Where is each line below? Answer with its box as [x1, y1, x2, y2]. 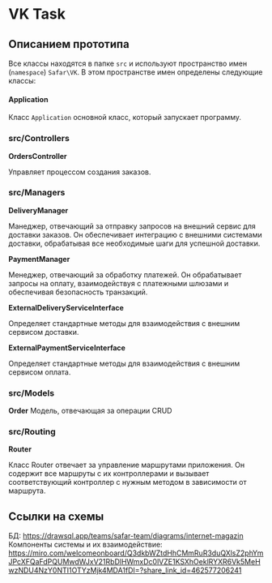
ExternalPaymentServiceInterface [8, 342, 125, 353]
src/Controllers [8, 133, 70, 144]
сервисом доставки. [8, 327, 79, 337]
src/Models [8, 387, 55, 398]
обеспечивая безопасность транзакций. [8, 287, 148, 297]
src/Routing [8, 427, 57, 438]
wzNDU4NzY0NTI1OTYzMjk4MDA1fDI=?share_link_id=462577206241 [8, 565, 242, 576]
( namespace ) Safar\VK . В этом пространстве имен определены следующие [8, 67, 263, 77]
